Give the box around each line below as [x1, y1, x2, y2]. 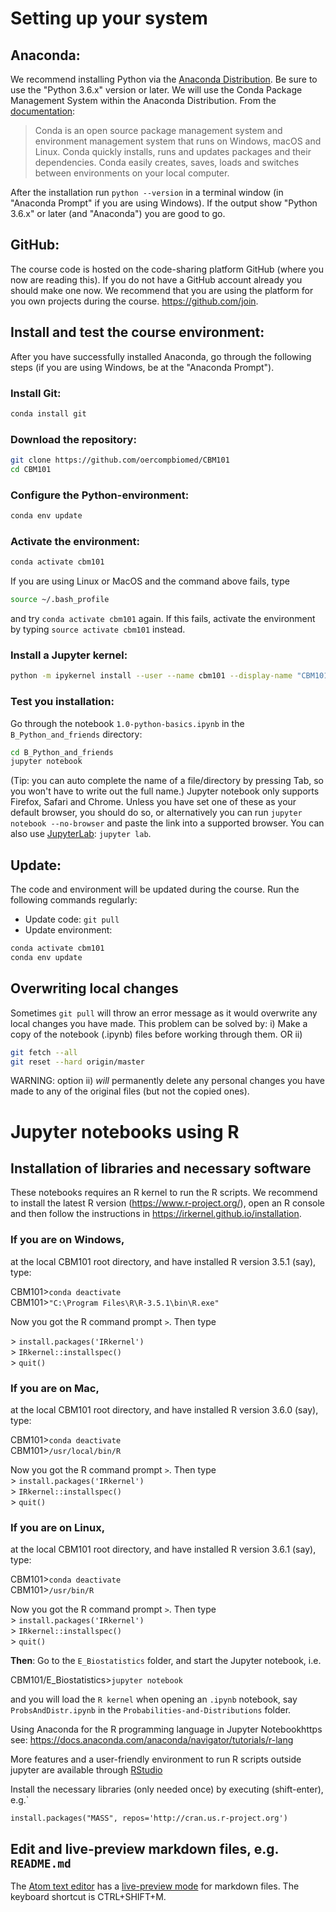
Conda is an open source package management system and [34, 125, 283, 136]
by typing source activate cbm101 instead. [10, 623, 186, 636]
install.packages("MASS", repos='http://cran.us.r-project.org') [10, 1813, 288, 1824]
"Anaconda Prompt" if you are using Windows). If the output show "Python [10, 197, 318, 209]
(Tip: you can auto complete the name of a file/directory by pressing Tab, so [10, 775, 324, 787]
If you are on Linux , [10, 1520, 106, 1534]
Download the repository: [10, 432, 137, 446]
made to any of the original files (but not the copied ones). [10, 1085, 250, 1097]
